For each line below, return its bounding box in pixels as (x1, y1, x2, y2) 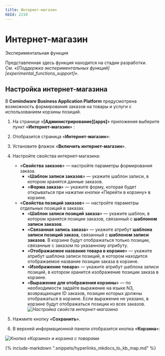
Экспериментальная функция (5, 50, 68, 56)
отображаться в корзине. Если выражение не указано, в (27, 296, 149, 302)
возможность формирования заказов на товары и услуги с (5, 104, 131, 110)
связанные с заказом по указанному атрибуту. (27, 242, 128, 248)
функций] (89, 65, 110, 71)
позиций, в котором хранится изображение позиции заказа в (27, 269, 159, 275)
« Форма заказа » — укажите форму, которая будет (27, 184, 136, 190)
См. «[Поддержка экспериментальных (5, 65, 89, 71)
